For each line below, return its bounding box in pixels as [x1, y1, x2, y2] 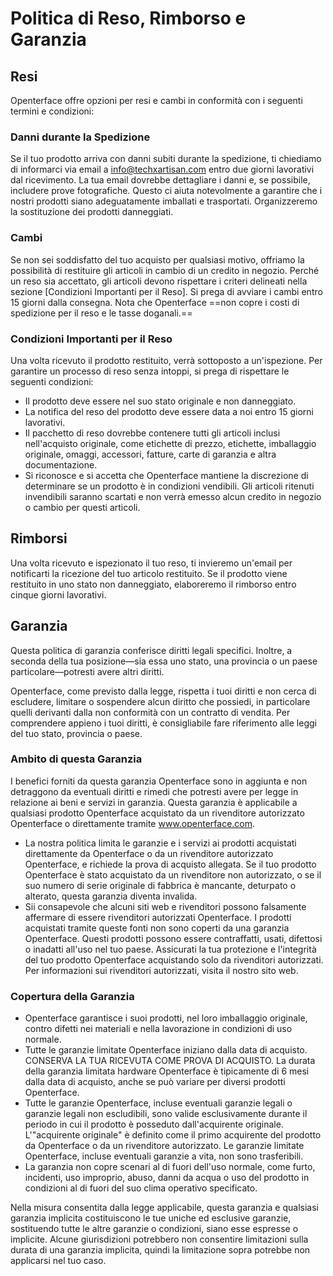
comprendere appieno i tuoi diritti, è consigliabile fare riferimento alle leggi [10, 717, 317, 729]
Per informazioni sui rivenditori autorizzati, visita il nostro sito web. [24, 964, 299, 976]
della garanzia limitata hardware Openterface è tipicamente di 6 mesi [24, 1065, 310, 1077]
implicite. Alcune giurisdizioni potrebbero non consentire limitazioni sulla [10, 1233, 309, 1246]
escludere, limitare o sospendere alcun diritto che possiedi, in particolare [10, 695, 311, 707]
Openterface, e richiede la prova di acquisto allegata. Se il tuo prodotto [24, 858, 317, 870]
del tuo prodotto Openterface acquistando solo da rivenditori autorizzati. [24, 953, 324, 966]
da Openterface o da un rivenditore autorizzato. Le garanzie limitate [24, 1140, 305, 1152]
